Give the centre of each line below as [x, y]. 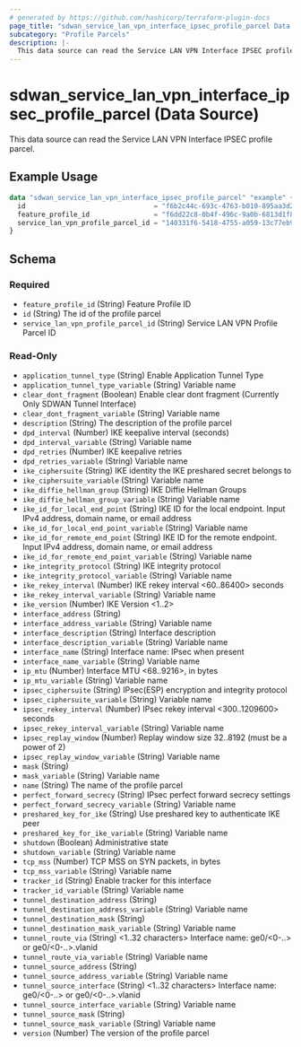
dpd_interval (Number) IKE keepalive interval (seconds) [126, 432]
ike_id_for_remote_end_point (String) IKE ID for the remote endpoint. [150, 537]
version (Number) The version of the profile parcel [116, 1034]
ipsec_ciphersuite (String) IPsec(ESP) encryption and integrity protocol [155, 690]
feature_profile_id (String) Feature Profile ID [107, 304]
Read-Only [34, 355]
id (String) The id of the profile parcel [91, 313]
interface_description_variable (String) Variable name [125, 642]
